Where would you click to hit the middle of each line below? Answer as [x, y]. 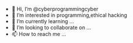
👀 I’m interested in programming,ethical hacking [69, 15]
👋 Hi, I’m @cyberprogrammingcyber [55, 9]
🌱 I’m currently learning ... [43, 21]
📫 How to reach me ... [39, 34]
